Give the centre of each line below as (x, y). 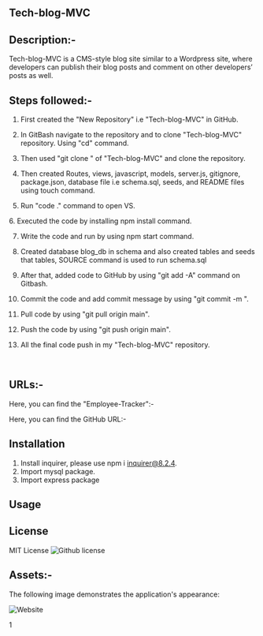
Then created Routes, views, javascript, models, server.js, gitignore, (130, 174)
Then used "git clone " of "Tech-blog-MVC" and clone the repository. (133, 159)
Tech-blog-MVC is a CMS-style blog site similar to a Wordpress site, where (131, 59)
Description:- (43, 40)
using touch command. (57, 191)
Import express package (60, 480)
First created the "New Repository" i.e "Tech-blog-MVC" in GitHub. (129, 120)
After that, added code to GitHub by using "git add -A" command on (130, 275)
